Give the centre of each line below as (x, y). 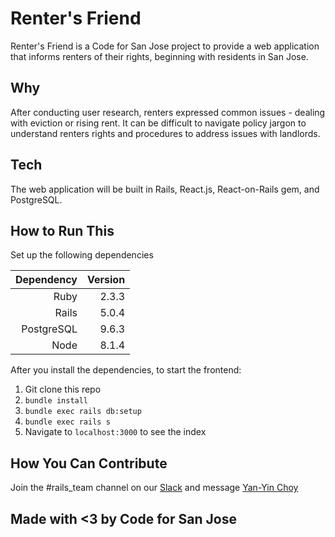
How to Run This (62, 230)
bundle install (56, 401)
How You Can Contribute (89, 463)
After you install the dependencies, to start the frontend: (126, 370)
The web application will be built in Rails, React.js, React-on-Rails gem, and (165, 189)
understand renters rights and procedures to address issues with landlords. (165, 133)
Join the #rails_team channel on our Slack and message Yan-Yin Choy (154, 488)
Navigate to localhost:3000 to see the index (115, 432)
